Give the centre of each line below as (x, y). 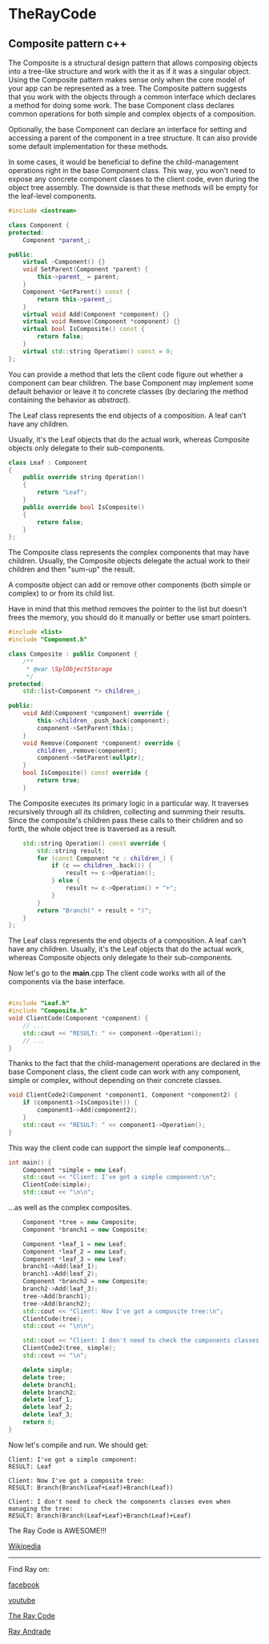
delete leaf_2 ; (48, 1408)
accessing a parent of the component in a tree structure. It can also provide (133, 138)
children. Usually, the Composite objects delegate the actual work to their (129, 561)
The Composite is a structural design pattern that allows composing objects (133, 63)
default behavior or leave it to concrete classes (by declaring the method (128, 391)
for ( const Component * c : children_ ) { (105, 858)
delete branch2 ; (50, 1392)
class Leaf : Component (48, 463)
